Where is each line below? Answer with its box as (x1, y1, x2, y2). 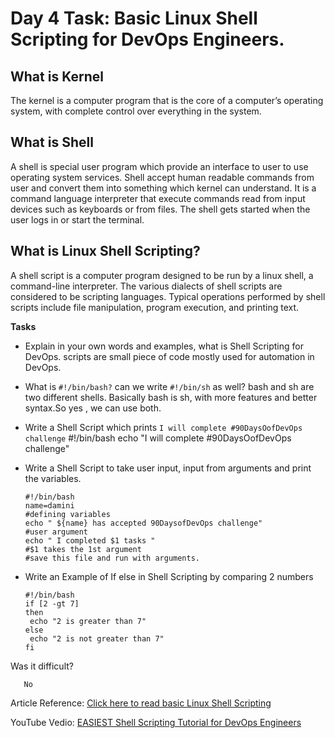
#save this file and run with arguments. (24, 553, 200, 563)
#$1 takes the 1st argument (24, 544, 142, 554)
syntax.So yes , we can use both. (24, 402, 162, 414)
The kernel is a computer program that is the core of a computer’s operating (10, 95, 324, 106)
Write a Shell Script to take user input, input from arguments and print (24, 462, 312, 474)
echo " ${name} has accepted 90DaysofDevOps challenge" (24, 518, 263, 528)
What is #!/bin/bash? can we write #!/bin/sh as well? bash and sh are (24, 380, 315, 392)
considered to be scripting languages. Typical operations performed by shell (10, 290, 326, 302)
